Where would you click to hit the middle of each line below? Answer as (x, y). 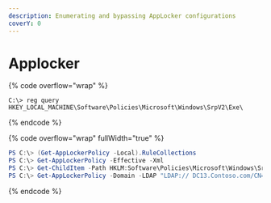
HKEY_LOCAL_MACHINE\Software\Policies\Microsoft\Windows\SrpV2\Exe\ (126, 108)
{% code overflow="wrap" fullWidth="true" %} (86, 138)
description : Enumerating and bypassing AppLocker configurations (122, 16)
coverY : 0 (25, 23)
